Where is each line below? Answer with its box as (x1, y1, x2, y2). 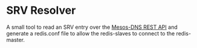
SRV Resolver (6, 4, 76, 17)
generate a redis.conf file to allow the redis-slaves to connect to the (6, 29, 175, 37)
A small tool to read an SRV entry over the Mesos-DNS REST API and (6, 23, 178, 31)
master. (6, 36, 25, 43)
